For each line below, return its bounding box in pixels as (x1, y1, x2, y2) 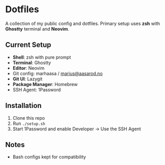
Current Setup (5, 41, 51, 49)
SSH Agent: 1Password (12, 87, 61, 93)
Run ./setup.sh (12, 120, 45, 126)
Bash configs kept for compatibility (12, 154, 87, 160)
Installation (5, 101, 42, 110)
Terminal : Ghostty (12, 60, 51, 66)
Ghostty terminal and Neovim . (5, 25, 70, 32)
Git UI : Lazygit (12, 75, 43, 82)
